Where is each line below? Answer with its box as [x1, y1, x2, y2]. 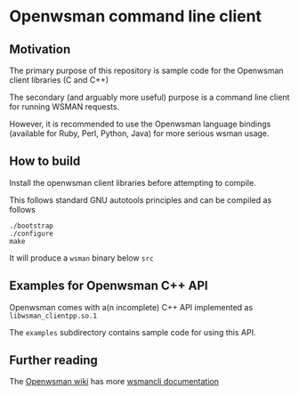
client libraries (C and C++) [9, 75, 109, 85]
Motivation [9, 42, 71, 57]
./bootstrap [9, 221, 53, 230]
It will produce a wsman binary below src [9, 252, 154, 263]
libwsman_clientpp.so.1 [9, 311, 98, 320]
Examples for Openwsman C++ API [9, 278, 208, 294]
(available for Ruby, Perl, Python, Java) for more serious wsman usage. [9, 128, 270, 139]
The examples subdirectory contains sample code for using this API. [9, 326, 256, 337]
